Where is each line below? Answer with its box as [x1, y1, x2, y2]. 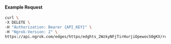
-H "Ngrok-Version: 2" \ [5, 29, 58, 34]
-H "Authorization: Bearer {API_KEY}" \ [5, 24, 92, 30]
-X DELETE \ [5, 20, 30, 25]
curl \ [5, 15, 19, 20]
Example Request [5, 4, 43, 10]
